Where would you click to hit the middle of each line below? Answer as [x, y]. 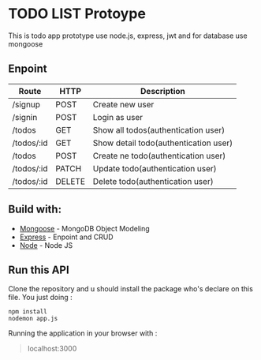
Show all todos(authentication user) [159, 129]
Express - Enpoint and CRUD [66, 237]
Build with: [35, 210]
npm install [28, 312]
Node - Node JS [46, 245]
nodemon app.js [33, 319]
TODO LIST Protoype [77, 14]
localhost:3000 [52, 349]
